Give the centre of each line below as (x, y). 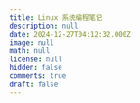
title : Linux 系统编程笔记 (56, 17)
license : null (36, 59)
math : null (30, 51)
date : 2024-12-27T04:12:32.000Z (70, 34)
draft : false (34, 84)
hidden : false (36, 68)
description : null (44, 26)
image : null (32, 43)
